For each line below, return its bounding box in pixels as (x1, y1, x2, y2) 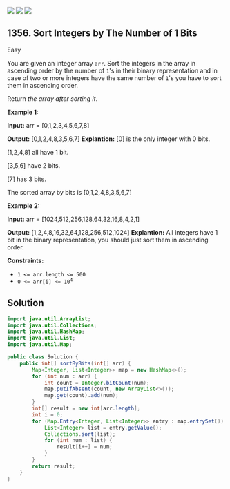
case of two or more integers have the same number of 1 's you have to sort (7, 73, 222, 82)
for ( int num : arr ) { (32, 373, 97, 380)
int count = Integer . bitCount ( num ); (44, 379, 150, 386)
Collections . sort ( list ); (44, 430, 116, 438)
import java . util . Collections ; (7, 322, 97, 329)
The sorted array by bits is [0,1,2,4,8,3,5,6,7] (7, 188, 133, 196)
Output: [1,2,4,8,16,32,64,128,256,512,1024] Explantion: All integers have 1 (7, 228, 218, 236)
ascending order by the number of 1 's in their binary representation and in (7, 66, 218, 75)
